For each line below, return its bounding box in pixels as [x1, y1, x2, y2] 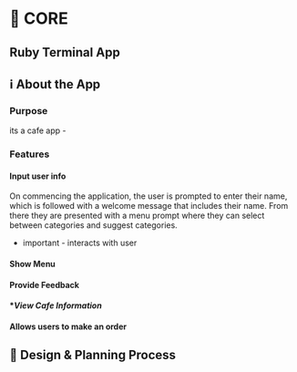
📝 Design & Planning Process [9, 347, 176, 363]
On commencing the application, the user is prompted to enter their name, [9, 191, 288, 201]
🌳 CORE [9, 8, 68, 29]
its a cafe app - [9, 125, 67, 136]
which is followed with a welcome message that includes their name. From [9, 201, 289, 212]
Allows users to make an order [9, 321, 128, 332]
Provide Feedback [9, 279, 80, 290]
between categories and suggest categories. [9, 220, 178, 231]
